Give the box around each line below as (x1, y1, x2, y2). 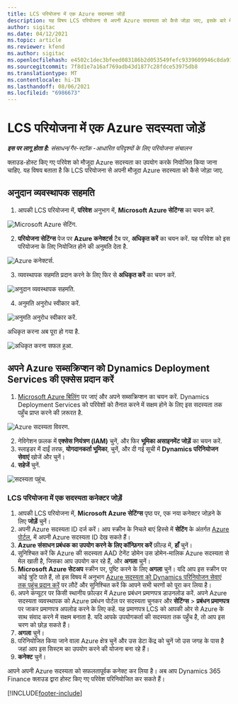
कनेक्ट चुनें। (17, 652, 46, 661)
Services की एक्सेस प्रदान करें (7, 374, 114, 386)
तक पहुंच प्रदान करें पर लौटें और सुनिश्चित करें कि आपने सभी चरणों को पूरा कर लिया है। (17, 581, 212, 589)
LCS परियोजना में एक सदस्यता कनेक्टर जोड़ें (7, 493, 123, 503)
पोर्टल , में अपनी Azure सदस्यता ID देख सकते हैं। (17, 532, 131, 541)
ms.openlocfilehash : (7, 57, 69, 64)
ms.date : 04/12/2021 (7, 30, 69, 38)
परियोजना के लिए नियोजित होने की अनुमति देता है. (17, 242, 128, 250)
